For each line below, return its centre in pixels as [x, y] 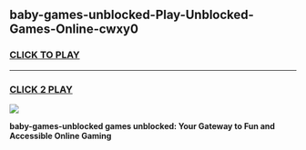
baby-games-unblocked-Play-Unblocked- [132, 15]
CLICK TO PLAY [45, 55]
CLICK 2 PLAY [41, 89]
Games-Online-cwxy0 [74, 30]
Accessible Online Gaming [61, 135]
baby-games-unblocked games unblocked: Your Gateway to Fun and [143, 125]
